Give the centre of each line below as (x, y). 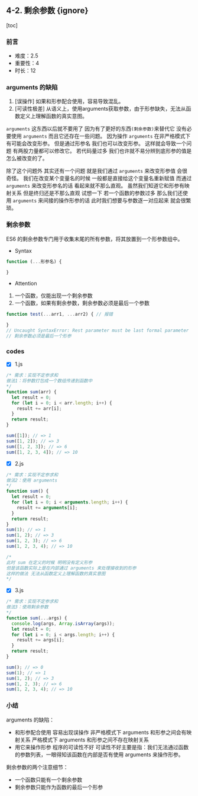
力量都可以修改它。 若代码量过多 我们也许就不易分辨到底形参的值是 (110, 151)
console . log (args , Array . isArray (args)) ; (63, 624)
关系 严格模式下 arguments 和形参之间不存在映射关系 (84, 740)
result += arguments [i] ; (47, 508)
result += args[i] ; (41, 640)
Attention (26, 284)
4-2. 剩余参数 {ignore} (47, 11)
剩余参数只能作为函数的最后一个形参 (59, 787)
